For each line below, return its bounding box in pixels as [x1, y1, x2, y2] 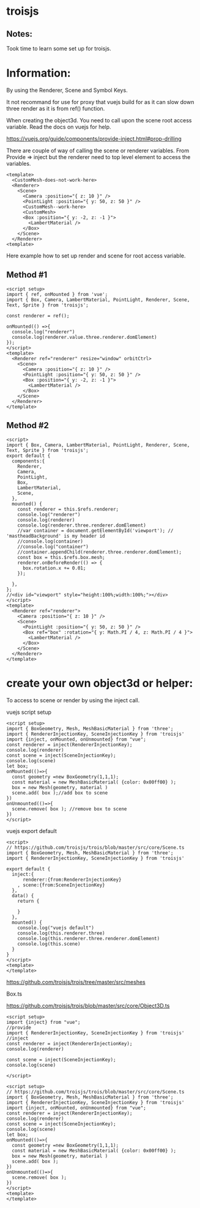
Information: [6, 66, 72, 80]
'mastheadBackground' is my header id [6, 533, 105, 539]
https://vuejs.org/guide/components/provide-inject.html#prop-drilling [6, 135, 182, 142]
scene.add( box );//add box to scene [12, 790, 108, 796]
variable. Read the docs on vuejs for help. [6, 123, 111, 130]
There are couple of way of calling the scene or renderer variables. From [6, 147, 190, 154]
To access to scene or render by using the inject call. [6, 696, 140, 704]
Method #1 [6, 270, 48, 280]
